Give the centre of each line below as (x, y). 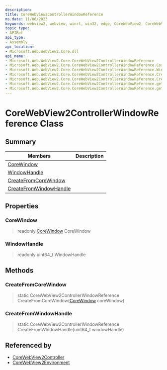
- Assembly (16, 42)
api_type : (15, 38)
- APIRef (14, 33)
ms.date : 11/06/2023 (27, 19)
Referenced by (28, 345)
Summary (21, 142)
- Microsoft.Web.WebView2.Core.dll (42, 51)
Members (39, 156)
